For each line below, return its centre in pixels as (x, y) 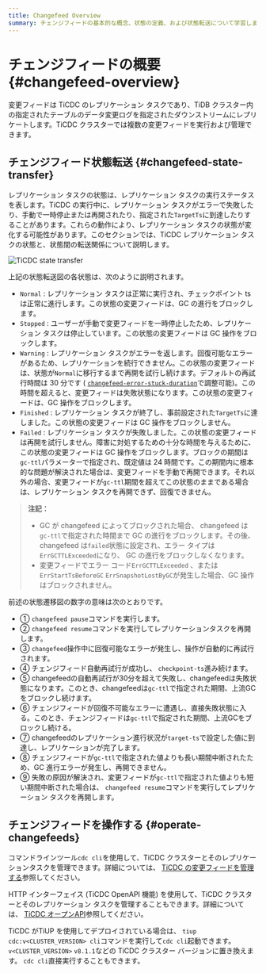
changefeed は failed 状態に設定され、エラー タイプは (127, 546)
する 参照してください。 (46, 878)
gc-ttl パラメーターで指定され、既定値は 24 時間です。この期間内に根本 (137, 462)
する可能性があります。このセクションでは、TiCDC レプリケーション (127, 235)
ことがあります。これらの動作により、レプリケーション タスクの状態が (130, 225)
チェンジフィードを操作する (76, 824)
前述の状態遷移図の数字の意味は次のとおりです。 (88, 602)
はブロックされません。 (78, 585)
